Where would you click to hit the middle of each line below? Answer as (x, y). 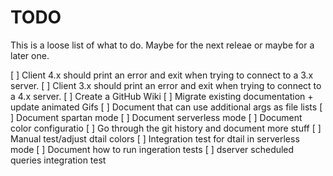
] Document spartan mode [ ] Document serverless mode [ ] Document (156, 117)
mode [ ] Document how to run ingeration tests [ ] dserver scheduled (152, 149)
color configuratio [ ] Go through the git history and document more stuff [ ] (166, 128)
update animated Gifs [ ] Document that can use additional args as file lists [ (166, 107)
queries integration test (58, 160)
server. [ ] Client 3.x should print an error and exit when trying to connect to (166, 85)
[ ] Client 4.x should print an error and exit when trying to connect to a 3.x (162, 75)
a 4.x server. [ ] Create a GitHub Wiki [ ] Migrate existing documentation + (162, 96)
